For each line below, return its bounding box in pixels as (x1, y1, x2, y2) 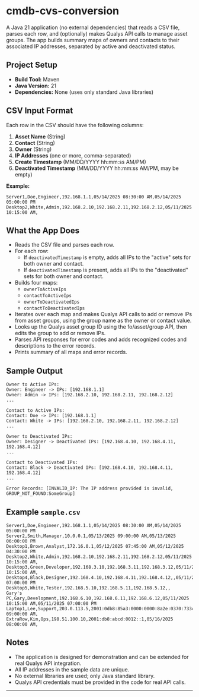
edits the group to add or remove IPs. (14, 330, 106, 337)
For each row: (14, 248, 49, 255)
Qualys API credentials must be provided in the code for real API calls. (14, 679, 186, 686)
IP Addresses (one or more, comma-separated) (14, 152, 131, 159)
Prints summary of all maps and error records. (14, 349, 127, 356)
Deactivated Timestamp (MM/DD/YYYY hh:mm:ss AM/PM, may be (14, 165, 179, 172)
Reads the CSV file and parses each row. (14, 241, 114, 248)
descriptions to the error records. (14, 342, 96, 349)
